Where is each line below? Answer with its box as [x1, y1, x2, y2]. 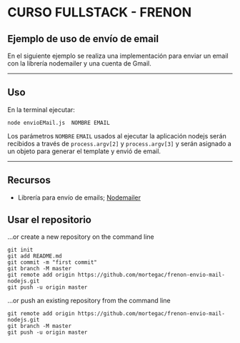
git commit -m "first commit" [7, 259, 98, 266]
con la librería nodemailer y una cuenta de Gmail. [7, 59, 151, 68]
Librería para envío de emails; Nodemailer [17, 193, 141, 202]
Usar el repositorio [7, 214, 91, 226]
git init [7, 247, 34, 254]
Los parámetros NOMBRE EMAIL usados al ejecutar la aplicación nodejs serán [7, 131, 226, 140]
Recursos [7, 174, 51, 186]
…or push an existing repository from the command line [7, 297, 171, 305]
